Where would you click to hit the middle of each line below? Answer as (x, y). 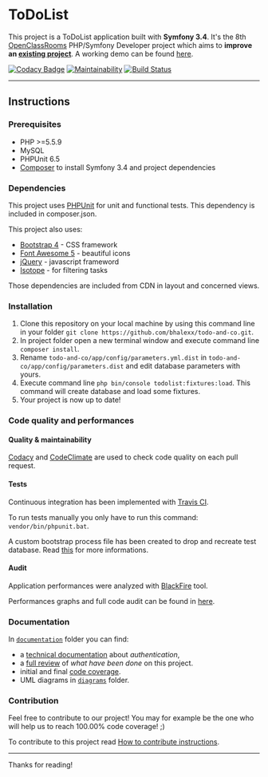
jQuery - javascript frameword (69, 262)
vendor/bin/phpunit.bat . (49, 526)
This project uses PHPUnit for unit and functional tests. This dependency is (132, 205)
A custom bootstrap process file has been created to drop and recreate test (132, 541)
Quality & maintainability (50, 440)
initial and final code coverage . (70, 672)
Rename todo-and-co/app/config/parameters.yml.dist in (113, 357)
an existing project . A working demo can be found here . (101, 53)
